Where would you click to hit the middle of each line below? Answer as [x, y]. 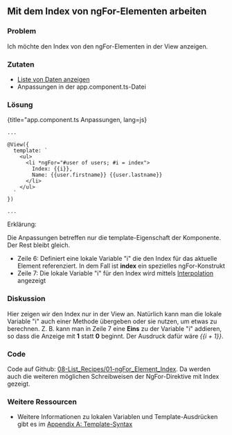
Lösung [20, 105]
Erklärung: [22, 224]
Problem [22, 31]
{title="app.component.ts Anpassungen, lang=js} [77, 120]
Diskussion [27, 299]
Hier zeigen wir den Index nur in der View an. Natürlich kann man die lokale [115, 314]
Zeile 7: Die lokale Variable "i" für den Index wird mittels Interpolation [115, 273]
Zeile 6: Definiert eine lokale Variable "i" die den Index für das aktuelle [117, 259]
